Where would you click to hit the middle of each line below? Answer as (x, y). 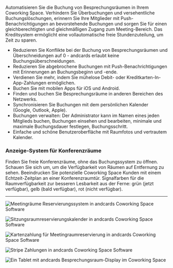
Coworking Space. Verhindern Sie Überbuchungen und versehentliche (80, 13)
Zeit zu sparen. (21, 40)
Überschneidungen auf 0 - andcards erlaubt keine (66, 55)
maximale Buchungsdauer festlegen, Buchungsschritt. (70, 126)
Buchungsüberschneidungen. (44, 61)
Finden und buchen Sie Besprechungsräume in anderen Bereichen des (88, 94)
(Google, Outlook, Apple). (40, 110)
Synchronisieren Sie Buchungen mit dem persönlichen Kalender (81, 104)
